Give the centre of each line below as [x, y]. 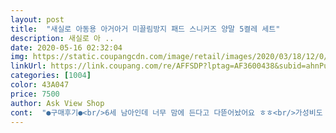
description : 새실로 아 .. [62, 38]
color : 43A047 [40, 85]
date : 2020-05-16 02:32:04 [66, 47]
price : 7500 [35, 94]
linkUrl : [28, 66]
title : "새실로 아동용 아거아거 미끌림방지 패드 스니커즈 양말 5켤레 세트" [145, 29]
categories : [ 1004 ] [51, 76]
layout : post [37, 19]
